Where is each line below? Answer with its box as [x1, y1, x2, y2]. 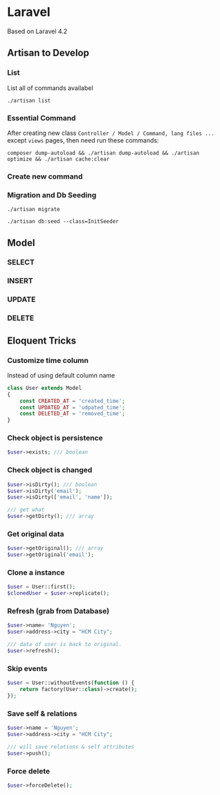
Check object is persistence [7, 434, 104, 443]
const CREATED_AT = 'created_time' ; [19, 397, 126, 404]
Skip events [7, 663, 48, 673]
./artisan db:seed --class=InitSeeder [7, 218, 119, 225]
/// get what [7, 506, 45, 513]
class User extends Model [7, 384, 82, 391]
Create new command [7, 171, 83, 181]
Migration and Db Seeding [7, 190, 97, 199]
